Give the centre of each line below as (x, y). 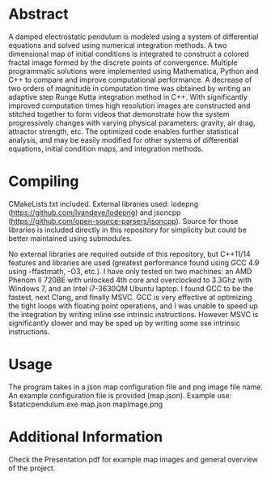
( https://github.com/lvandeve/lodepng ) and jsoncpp (95, 213)
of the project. (32, 468)
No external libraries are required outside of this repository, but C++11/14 (129, 254)
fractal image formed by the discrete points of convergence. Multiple (123, 62)
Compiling (44, 181)
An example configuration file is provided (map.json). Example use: (120, 395)
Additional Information (86, 437)
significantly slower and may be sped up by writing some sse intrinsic (124, 323)
